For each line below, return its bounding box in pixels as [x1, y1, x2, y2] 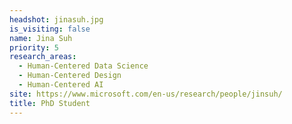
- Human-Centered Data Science [18, 61, 149, 71]
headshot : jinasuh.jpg [9, 14, 104, 25]
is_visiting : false [9, 24, 91, 34]
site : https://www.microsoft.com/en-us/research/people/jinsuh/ [9, 89, 283, 99]
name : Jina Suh [9, 33, 73, 43]
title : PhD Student [9, 98, 91, 108]
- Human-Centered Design [18, 71, 122, 81]
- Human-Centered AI [18, 80, 104, 90]
